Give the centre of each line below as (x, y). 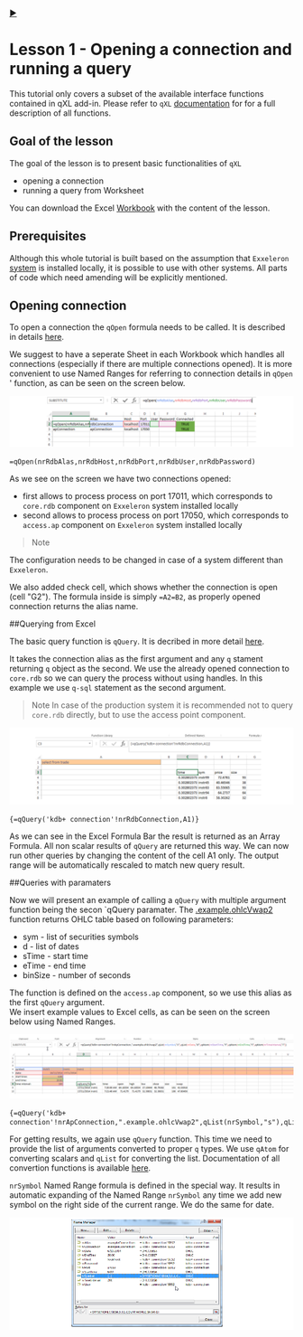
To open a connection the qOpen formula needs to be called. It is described (147, 327)
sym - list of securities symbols (81, 937)
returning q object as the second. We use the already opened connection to (150, 668)
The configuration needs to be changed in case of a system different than (147, 560)
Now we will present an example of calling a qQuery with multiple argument (148, 899)
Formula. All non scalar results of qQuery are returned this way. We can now (149, 845)
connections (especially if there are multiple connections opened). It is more (151, 364)
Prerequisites (48, 236)
